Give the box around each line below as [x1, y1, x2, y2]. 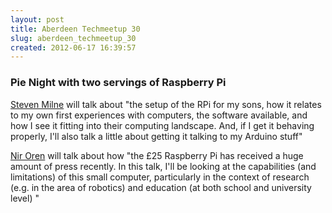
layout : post [10, 14, 65, 25]
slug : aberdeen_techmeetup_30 [10, 33, 137, 43]
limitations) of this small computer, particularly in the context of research [10, 171, 310, 183]
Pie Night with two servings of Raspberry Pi [10, 76, 227, 90]
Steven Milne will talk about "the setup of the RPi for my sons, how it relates [10, 98, 322, 110]
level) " [10, 192, 40, 204]
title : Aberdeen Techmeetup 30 [10, 24, 141, 34]
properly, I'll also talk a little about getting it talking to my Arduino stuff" [10, 130, 303, 142]
